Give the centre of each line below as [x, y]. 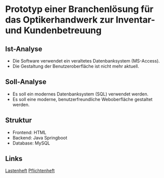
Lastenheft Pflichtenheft [30, 170]
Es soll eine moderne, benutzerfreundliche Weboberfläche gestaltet [83, 99]
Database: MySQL [31, 143]
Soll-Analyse [26, 82]
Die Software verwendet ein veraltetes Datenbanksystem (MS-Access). [86, 61]
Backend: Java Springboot [40, 137]
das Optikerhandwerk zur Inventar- [80, 20]
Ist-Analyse [24, 49]
